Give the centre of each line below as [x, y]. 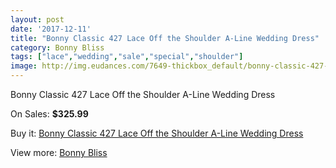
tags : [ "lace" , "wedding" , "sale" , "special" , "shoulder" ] [127, 57]
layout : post [37, 19]
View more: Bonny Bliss [59, 152]
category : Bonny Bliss [57, 47]
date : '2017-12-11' [51, 29]
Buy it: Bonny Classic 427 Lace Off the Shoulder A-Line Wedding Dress [157, 133]
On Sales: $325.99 [49, 114]
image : [24, 66]
